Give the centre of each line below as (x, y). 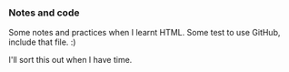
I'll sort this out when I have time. (70, 60)
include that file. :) (42, 42)
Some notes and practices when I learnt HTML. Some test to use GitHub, (144, 33)
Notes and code (44, 13)
